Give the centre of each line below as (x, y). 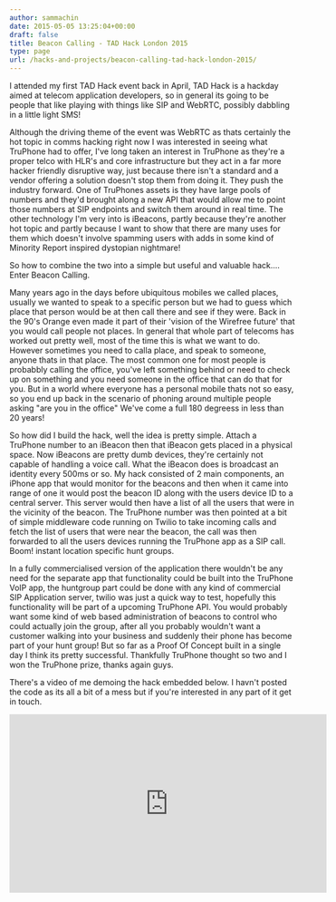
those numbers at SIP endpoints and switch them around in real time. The (146, 209)
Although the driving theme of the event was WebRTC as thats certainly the (150, 132)
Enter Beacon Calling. (50, 275)
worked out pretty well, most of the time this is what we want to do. (135, 340)
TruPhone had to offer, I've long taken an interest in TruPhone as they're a (147, 151)
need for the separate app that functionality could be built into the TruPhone (151, 578)
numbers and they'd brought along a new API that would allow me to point (148, 199)
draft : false (34, 34)
